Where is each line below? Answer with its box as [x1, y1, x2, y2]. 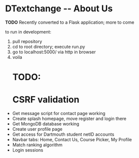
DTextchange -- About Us [5, 3, 113, 14]
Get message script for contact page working [12, 111, 106, 117]
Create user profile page [12, 126, 63, 132]
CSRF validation [12, 94, 79, 105]
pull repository [12, 38, 42, 44]
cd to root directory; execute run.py [12, 43, 85, 49]
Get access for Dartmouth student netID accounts [12, 131, 115, 137]
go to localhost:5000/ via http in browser [12, 49, 96, 55]
